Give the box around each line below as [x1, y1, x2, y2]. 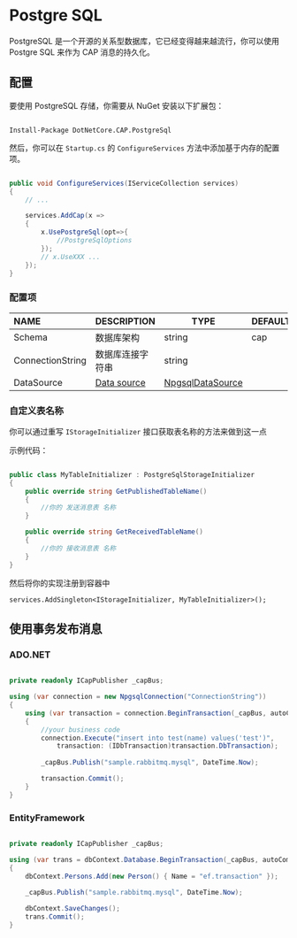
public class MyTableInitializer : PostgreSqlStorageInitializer [9, 470, 255, 479]
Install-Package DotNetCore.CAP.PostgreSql [9, 126, 172, 135]
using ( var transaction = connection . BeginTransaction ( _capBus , [25, 709, 267, 718]
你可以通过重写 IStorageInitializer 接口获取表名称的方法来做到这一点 [9, 426, 267, 436]
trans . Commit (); [25, 912, 86, 921]
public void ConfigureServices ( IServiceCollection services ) [9, 179, 240, 188]
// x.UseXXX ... [41, 252, 101, 261]
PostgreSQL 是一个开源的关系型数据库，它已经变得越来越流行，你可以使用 [9, 35, 280, 46]
